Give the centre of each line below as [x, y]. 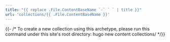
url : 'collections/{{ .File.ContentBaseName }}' [58, 14]
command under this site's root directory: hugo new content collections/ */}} [85, 34]
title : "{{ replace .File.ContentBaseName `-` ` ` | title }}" [74, 10]
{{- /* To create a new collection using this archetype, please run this [77, 28]
